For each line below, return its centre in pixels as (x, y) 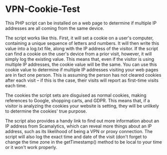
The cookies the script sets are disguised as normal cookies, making (76, 95)
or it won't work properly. (31, 147)
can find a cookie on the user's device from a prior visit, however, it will (78, 54)
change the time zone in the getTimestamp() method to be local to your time (84, 142)
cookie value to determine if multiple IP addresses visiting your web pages (82, 70)
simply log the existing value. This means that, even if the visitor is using (80, 59)
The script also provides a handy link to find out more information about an (82, 121)
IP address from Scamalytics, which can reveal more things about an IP (78, 126)
